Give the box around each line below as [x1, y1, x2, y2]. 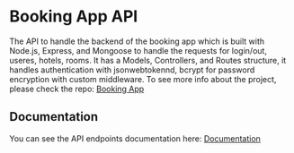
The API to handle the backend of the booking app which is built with [9, 36, 265, 47]
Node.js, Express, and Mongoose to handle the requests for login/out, [9, 45, 268, 55]
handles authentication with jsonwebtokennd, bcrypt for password [9, 64, 255, 75]
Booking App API [9, 6, 138, 27]
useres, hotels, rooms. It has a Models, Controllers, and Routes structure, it [9, 55, 287, 65]
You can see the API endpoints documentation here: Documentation [9, 132, 261, 144]
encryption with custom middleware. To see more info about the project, [9, 73, 277, 84]
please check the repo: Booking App [9, 83, 145, 94]
